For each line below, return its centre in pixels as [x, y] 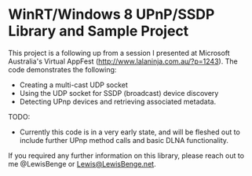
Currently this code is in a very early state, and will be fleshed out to [130, 132]
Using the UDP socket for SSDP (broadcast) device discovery [119, 93]
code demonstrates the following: [62, 69]
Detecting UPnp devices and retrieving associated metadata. [118, 101]
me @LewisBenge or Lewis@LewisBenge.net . [82, 163]
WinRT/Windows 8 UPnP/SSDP [111, 15]
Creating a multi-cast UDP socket [73, 85]
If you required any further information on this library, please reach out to [126, 156]
